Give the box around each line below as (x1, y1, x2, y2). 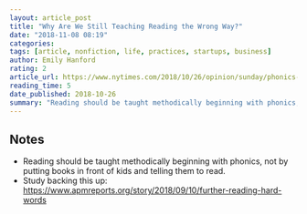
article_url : (9, 73, 59, 82)
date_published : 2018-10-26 (9, 89, 117, 98)
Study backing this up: (22, 175, 108, 187)
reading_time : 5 (9, 81, 71, 90)
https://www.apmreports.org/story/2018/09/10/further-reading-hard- (22, 185, 282, 196)
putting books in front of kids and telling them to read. (22, 166, 226, 177)
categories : (9, 38, 55, 48)
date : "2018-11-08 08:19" (9, 30, 108, 39)
